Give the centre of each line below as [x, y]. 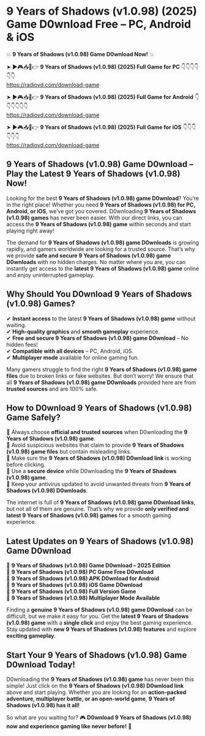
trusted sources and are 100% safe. [52, 389]
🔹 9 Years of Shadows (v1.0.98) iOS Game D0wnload [74, 585]
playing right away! [30, 230]
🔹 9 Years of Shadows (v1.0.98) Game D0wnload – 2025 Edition [88, 565]
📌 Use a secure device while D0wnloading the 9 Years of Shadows [91, 471]
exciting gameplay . [31, 636]
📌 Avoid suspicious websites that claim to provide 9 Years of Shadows [95, 445]
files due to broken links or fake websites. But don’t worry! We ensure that [100, 376]
